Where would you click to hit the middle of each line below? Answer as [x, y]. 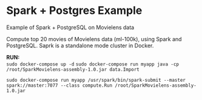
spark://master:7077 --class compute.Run [59, 85]
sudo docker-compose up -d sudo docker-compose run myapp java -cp [93, 64]
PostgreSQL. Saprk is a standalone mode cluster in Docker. [80, 45]
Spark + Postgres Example [74, 11]
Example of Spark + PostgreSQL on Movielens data [70, 27]
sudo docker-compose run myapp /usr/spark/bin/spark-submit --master [96, 80]
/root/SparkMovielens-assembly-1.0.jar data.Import [73, 69]
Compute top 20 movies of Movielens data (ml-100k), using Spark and [94, 39]
